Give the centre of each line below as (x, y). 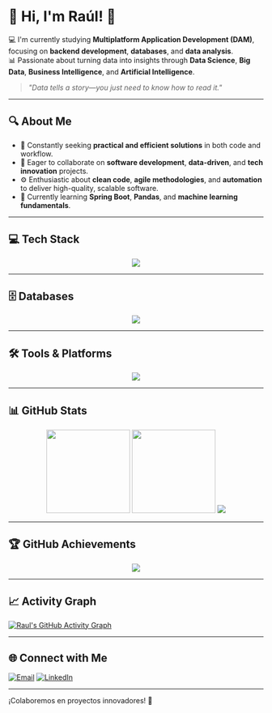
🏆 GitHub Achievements (72, 544)
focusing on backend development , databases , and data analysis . (121, 51)
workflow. (36, 154)
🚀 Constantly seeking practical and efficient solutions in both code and (140, 145)
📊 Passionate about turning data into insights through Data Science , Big (130, 60)
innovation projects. (54, 171)
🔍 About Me (40, 122)
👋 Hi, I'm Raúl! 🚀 (62, 17)
